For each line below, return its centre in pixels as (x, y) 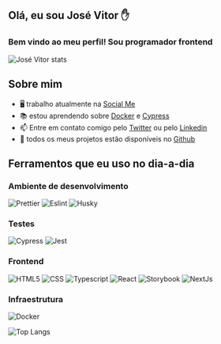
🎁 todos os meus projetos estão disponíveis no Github (107, 138)
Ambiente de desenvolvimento (68, 186)
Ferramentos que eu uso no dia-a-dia (101, 163)
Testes (22, 224)
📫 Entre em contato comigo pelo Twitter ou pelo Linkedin (113, 127)
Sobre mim (36, 84)
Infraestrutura (36, 299)
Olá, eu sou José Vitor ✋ (69, 15)
